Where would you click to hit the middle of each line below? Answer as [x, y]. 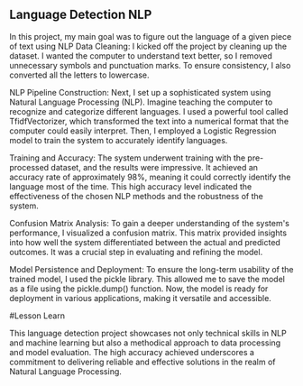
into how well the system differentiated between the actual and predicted [145, 242]
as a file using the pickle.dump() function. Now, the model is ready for [139, 289]
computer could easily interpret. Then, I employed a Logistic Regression [143, 131]
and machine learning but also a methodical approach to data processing [145, 343]
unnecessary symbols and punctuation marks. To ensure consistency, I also [150, 65]
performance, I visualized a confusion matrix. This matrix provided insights [148, 233]
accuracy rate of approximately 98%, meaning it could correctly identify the [150, 177]
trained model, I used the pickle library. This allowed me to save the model [147, 279]
